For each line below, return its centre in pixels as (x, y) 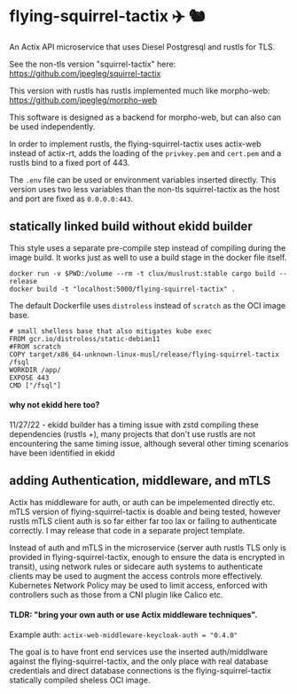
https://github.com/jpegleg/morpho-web (83, 100)
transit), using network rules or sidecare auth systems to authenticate (136, 566)
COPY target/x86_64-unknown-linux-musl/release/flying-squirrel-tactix (144, 355)
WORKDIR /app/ (35, 370)
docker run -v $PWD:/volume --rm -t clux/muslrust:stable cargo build (142, 273)
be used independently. (52, 126)
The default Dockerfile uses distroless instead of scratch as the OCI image (148, 305)
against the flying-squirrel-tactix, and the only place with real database (139, 661)
